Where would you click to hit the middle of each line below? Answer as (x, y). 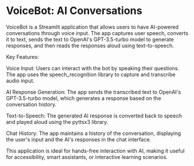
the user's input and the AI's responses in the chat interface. (79, 139)
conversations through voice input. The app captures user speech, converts (97, 33)
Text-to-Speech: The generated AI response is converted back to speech (94, 116)
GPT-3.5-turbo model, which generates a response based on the (84, 98)
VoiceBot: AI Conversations (74, 11)
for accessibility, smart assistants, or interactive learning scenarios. (87, 157)
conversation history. (31, 104)
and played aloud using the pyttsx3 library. (57, 122)
